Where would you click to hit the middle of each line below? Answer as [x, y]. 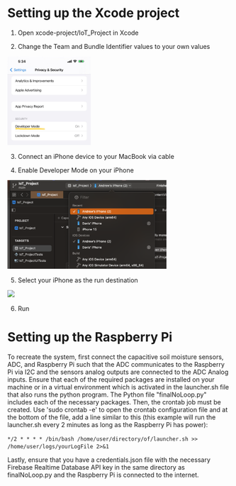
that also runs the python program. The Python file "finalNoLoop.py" [107, 394]
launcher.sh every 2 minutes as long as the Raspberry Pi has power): [108, 424]
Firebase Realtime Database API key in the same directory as [96, 467]
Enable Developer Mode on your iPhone [76, 170]
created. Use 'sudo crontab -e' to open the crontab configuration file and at [118, 409]
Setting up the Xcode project [94, 13]
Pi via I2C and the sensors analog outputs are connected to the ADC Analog [118, 372]
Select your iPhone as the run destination [78, 280]
